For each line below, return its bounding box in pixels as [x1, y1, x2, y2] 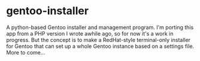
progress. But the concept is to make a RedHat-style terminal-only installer [6, 36, 190, 43]
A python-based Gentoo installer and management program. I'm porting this [6, 24, 194, 31]
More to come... [6, 49, 46, 56]
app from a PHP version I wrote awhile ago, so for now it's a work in [6, 30, 174, 37]
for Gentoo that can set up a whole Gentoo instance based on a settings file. [6, 43, 195, 50]
